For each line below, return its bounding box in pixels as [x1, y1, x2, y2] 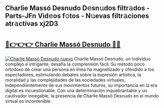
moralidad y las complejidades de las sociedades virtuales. [5, 77, 126, 83]
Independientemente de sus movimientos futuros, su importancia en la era [5, 82, 158, 88]
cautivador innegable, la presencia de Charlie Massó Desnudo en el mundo [5, 93, 159, 99]
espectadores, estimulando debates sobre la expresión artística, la [5, 72, 142, 78]
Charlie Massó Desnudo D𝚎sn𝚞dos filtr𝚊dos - [5, 4, 150, 12]
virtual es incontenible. [5, 98, 52, 104]
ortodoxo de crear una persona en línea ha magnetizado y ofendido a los [5, 67, 154, 72]
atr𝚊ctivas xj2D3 [5, 19, 59, 28]
